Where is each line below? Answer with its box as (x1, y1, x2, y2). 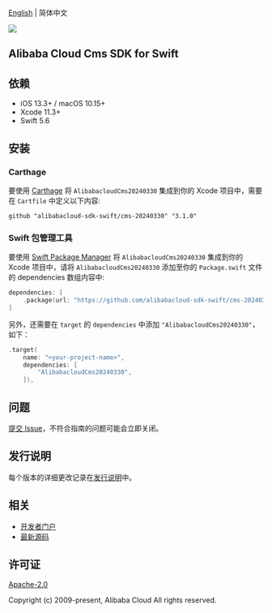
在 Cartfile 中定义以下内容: (8, 195, 101, 205)
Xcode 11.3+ (19, 107, 61, 117)
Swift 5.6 (19, 116, 50, 126)
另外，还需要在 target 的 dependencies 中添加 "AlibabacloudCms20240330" (8, 319, 253, 329)
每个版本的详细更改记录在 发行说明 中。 (8, 472, 136, 482)
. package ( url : (23, 296, 70, 305)
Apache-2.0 (8, 580, 49, 589)
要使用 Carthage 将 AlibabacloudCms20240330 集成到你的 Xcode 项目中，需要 (8, 186, 263, 195)
